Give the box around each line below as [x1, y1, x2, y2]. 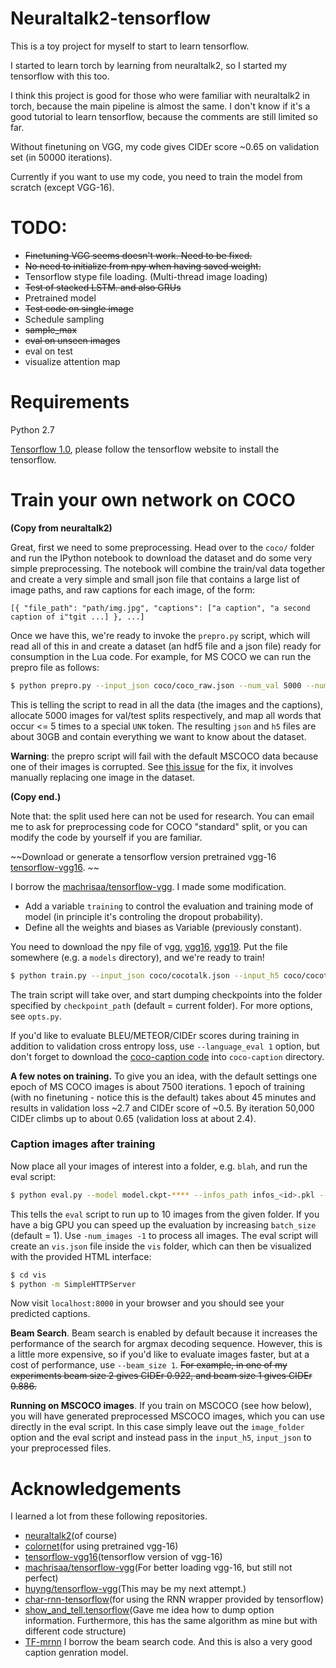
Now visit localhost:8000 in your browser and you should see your [10, 1297, 285, 1309]
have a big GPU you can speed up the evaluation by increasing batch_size [10, 1218, 317, 1231]
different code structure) [24, 1625, 127, 1637]
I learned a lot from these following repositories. [10, 1510, 208, 1522]
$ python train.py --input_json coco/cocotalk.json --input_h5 [10, 970, 280, 981]
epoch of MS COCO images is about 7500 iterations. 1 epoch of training [10, 1080, 306, 1092]
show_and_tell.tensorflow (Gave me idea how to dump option [24, 1604, 275, 1616]
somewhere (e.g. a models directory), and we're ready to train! [10, 951, 265, 963]
